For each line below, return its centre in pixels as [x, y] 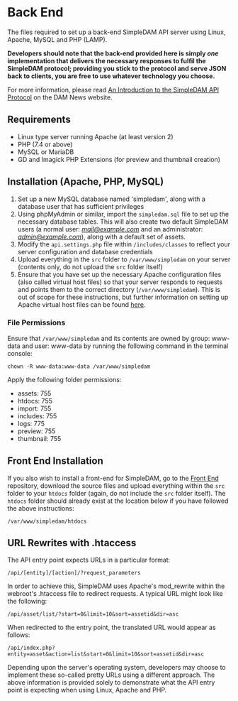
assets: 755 [34, 393]
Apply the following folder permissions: [64, 379]
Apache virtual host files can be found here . [82, 304]
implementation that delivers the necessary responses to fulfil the [107, 60]
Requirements [39, 120]
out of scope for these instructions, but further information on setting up [123, 297]
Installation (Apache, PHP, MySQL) [86, 182]
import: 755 [34, 408]
